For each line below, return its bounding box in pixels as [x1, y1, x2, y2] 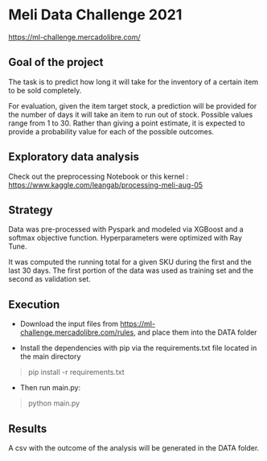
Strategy [8, 203, 53, 216]
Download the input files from [19, 319, 119, 329]
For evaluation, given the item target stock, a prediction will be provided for [8, 101, 257, 110]
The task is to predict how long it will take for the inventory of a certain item [8, 76, 259, 86]
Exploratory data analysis [8, 150, 139, 164]
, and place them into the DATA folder [133, 327, 257, 337]
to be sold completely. [8, 85, 82, 95]
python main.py [27, 398, 80, 408]
